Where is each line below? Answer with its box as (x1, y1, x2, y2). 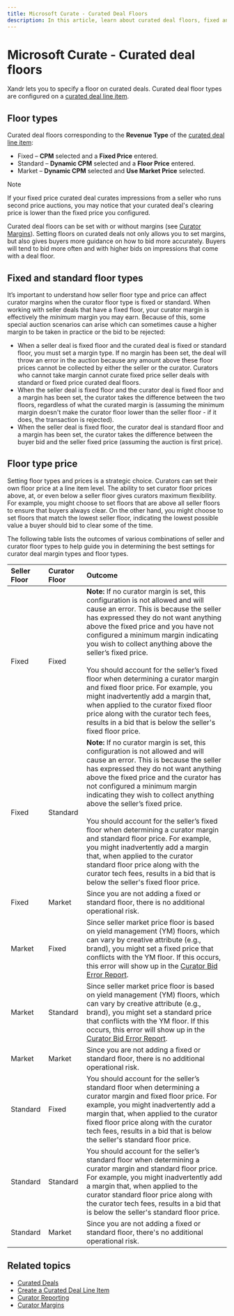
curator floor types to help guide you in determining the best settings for (7, 542, 214, 550)
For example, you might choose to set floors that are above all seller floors (7, 499, 221, 507)
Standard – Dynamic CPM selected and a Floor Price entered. (17, 159, 196, 168)
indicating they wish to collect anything (86, 790, 214, 800)
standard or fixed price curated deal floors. (17, 379, 141, 387)
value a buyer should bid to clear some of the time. (7, 521, 153, 529)
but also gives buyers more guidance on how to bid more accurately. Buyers (7, 237, 226, 245)
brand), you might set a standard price (86, 1007, 212, 1017)
